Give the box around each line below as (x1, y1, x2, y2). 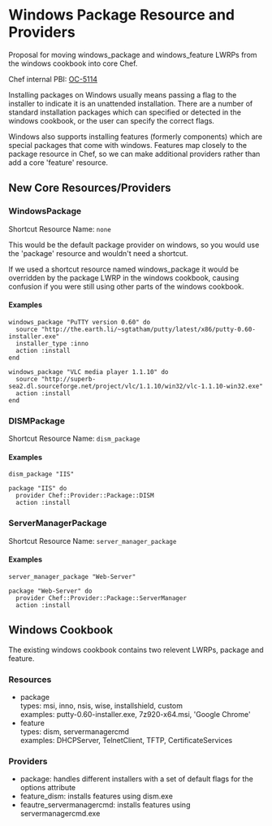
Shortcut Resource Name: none (8, 224, 111, 233)
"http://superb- (41, 375, 96, 383)
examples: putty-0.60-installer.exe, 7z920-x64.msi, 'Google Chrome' (19, 709, 251, 719)
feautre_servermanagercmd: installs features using (19, 800, 191, 810)
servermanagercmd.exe (19, 809, 101, 819)
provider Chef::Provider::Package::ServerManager (15, 593, 187, 602)
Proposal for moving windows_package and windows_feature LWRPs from (8, 50, 257, 59)
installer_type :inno (15, 339, 89, 347)
